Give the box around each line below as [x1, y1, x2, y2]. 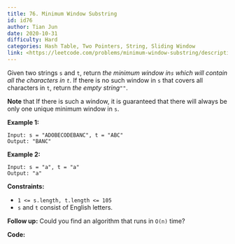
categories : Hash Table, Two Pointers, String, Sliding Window [7, 43, 196, 50]
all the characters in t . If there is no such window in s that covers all [7, 76, 204, 84]
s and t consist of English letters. [17, 203, 113, 211]
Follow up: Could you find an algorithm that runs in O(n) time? [7, 217, 185, 225]
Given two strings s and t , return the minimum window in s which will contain [7, 68, 228, 77]
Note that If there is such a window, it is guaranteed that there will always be [7, 97, 227, 105]
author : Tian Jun [7, 23, 58, 30]
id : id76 [7, 17, 33, 24]
